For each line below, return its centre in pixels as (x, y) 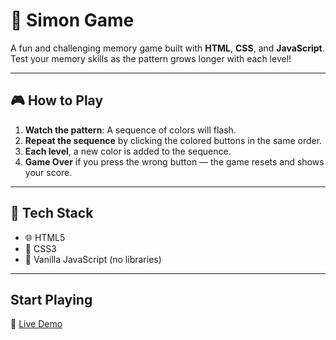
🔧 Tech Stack (52, 213)
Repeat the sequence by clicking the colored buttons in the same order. (173, 140)
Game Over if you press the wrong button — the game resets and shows (174, 161)
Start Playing (51, 299)
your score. (48, 172)
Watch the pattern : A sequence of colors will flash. (130, 130)
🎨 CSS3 (40, 248)
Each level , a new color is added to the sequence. (128, 151)
